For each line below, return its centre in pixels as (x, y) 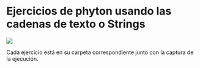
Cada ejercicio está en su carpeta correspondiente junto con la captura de (100, 52)
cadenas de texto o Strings (76, 24)
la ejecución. (22, 58)
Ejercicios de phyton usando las (89, 11)
